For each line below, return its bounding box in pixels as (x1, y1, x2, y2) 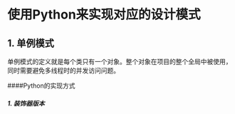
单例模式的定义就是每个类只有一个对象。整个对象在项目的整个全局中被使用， (7, 58, 232, 66)
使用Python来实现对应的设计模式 (7, 6, 201, 23)
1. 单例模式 (7, 37, 55, 49)
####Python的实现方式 (7, 81, 76, 90)
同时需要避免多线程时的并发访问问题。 (7, 66, 120, 75)
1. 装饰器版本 (7, 99, 45, 108)
